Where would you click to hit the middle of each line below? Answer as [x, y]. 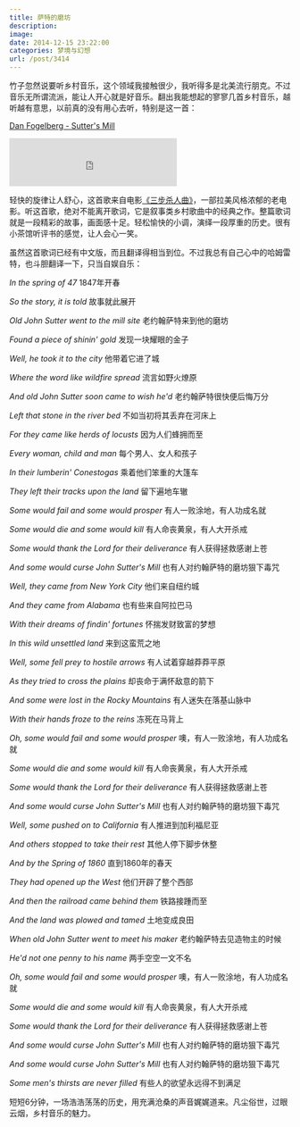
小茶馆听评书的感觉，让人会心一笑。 [76, 234]
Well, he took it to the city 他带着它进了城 [84, 359]
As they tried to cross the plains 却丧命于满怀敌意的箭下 [112, 681]
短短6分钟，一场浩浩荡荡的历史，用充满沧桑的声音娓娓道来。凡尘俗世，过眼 [149, 1102]
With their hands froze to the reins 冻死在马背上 [97, 719]
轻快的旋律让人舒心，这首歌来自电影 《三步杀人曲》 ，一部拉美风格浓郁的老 [144, 200]
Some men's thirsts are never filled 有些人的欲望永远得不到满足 [125, 1083]
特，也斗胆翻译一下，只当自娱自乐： [76, 263]
